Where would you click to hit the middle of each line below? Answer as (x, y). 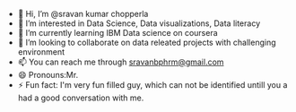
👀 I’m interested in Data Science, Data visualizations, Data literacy (139, 23)
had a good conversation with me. (81, 98)
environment (41, 52)
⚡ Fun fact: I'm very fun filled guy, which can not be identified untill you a (152, 85)
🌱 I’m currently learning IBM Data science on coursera (118, 33)
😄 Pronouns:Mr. (48, 75)
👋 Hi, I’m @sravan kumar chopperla (83, 14)
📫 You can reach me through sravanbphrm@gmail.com (121, 62)
